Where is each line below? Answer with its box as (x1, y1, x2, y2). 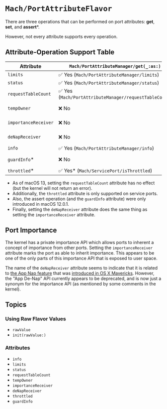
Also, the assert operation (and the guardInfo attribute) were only (12, 196, 146, 202)
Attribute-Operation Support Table (5, 48, 115, 56)
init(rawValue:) (12, 333, 46, 338)
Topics (5, 300, 27, 309)
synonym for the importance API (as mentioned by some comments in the (5, 280, 156, 286)
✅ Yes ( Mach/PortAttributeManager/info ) (58, 144, 154, 151)
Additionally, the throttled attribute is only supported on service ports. (12, 190, 158, 196)
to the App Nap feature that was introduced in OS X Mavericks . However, (5, 270, 155, 276)
